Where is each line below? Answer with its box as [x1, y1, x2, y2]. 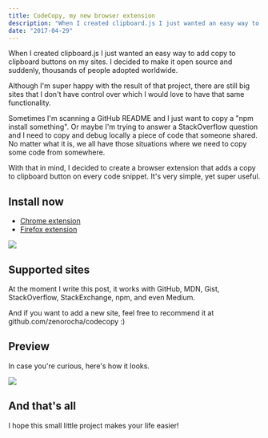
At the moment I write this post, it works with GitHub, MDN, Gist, [8, 284, 220, 293]
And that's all [8, 400, 76, 413]
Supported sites [8, 263, 90, 276]
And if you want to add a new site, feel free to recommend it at [8, 308, 214, 317]
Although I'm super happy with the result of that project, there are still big [8, 81, 250, 90]
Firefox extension [19, 225, 78, 235]
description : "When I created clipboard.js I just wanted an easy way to [8, 19, 260, 27]
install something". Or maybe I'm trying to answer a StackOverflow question [8, 122, 258, 132]
